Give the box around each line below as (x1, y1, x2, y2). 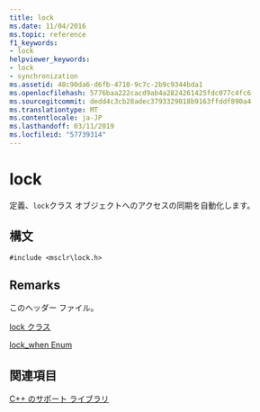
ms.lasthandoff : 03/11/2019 (9, 122, 115, 131)
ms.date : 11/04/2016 (9, 22, 87, 31)
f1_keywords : (9, 38, 58, 48)
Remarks (9, 278, 61, 293)
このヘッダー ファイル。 (9, 302, 99, 313)
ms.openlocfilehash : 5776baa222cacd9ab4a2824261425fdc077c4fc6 (9, 88, 252, 97)
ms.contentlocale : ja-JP (9, 113, 103, 122)
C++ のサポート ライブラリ (9, 393, 110, 405)
